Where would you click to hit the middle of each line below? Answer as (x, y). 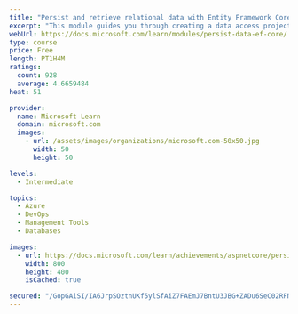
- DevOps (33, 214)
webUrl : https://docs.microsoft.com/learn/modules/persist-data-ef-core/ (149, 34)
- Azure (31, 206)
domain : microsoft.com (59, 125)
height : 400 (47, 272)
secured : (25, 296)
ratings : (25, 68)
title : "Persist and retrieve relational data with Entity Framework (141, 17)
